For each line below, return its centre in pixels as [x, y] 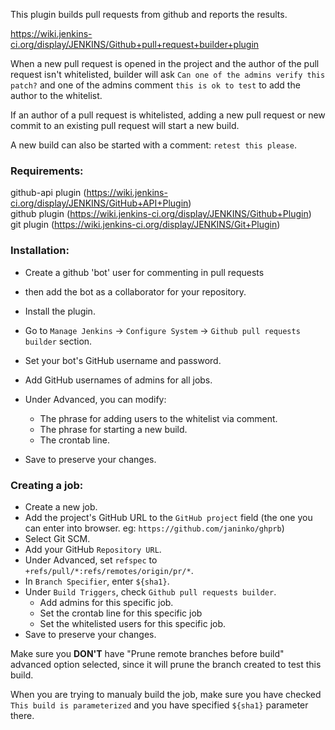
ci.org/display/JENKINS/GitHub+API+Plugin [99, 203]
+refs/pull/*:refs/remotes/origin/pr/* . [109, 570]
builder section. [58, 341]
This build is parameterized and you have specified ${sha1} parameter [159, 705]
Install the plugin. [60, 311]
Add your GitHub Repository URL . [93, 549]
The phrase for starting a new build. [113, 429]
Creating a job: [47, 485]
